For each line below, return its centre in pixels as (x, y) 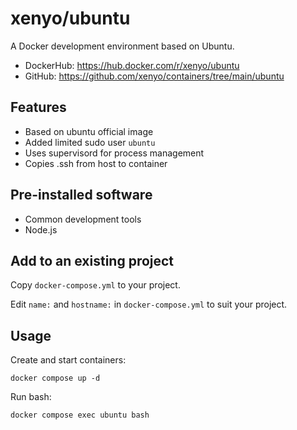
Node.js (41, 229)
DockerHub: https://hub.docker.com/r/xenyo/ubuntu (132, 65)
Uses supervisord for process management (114, 153)
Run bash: (31, 397)
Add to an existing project (92, 260)
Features (38, 107)
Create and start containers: (68, 360)
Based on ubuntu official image (89, 131)
